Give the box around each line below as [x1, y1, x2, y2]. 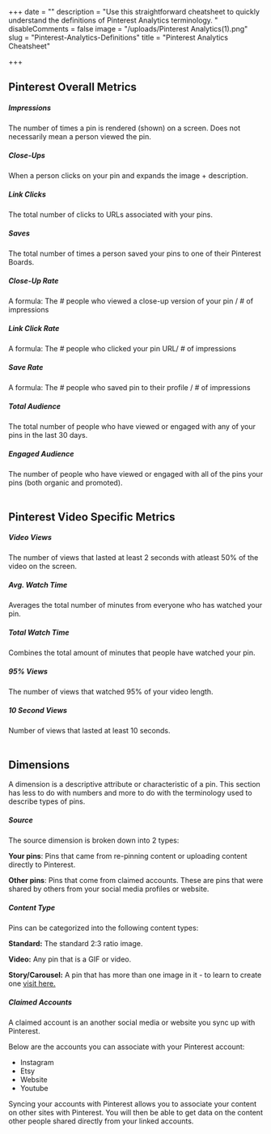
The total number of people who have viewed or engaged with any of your [8, 422, 256, 431]
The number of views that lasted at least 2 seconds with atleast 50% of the [8, 553, 259, 563]
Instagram [19, 1058, 54, 1068]
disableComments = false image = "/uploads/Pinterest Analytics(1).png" [8, 24, 248, 33]
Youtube [19, 1084, 49, 1094]
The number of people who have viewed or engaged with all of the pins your [8, 469, 264, 479]
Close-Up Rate [8, 275, 59, 286]
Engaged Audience [8, 448, 74, 458]
